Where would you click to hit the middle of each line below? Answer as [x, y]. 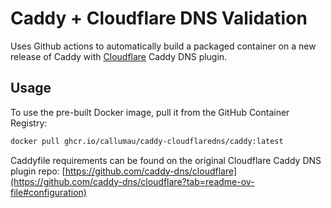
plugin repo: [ [38, 171]
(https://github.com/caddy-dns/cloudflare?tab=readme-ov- [132, 181]
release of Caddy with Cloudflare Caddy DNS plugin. [119, 56]
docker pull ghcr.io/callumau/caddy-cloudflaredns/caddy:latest [147, 141]
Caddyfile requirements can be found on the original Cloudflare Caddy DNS [166, 160]
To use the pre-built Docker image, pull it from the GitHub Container [150, 112]
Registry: [29, 123]
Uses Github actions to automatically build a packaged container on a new [163, 46]
